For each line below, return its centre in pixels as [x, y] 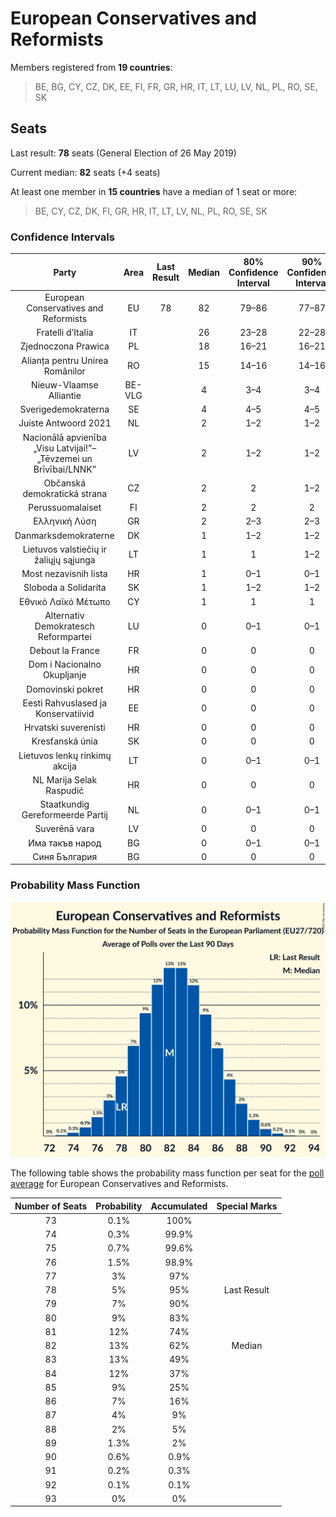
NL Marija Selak [65, 779]
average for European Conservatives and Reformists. [119, 1184]
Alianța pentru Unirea [65, 360]
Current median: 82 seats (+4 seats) [85, 172]
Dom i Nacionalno [65, 664]
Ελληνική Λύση [65, 521]
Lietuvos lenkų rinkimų [65, 755]
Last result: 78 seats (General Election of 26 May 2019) [123, 153]
